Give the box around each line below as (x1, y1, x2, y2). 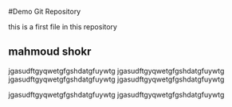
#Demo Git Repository (8, 7, 81, 16)
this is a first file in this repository (8, 22, 118, 31)
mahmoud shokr (8, 45, 92, 59)
